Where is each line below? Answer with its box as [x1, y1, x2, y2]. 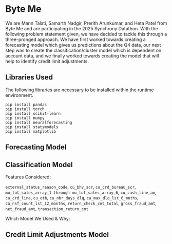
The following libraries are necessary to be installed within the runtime [5, 87, 154, 93]
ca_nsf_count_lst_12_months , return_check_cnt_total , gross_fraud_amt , [5, 200, 157, 206]
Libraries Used [5, 73, 53, 82]
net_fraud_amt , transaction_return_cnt [5, 206, 89, 212]
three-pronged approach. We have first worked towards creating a [5, 36, 146, 43]
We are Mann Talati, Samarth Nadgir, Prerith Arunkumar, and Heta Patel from [5, 20, 167, 26]
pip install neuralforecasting [5, 120, 72, 125]
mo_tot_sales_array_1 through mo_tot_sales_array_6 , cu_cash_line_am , [5, 189, 157, 195]
